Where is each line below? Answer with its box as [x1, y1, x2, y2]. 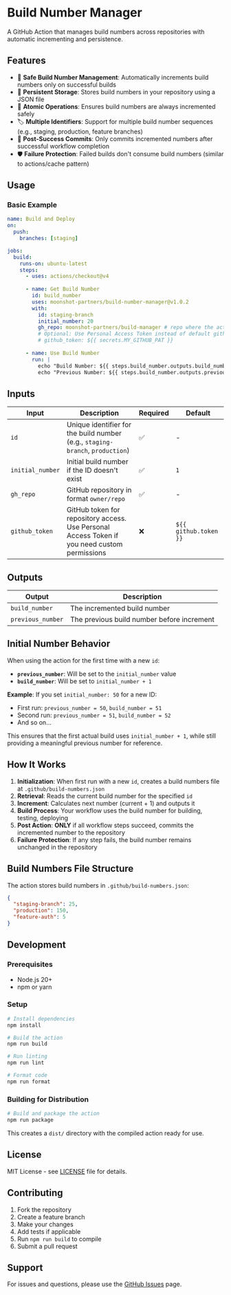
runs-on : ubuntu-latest [19, 260, 88, 267]
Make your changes [16, 1220, 74, 1228]
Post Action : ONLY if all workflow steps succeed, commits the [16, 821, 195, 829]
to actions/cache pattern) [16, 160, 89, 168]
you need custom [66, 539, 123, 549]
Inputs [7, 387, 36, 400]
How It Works [7, 759, 67, 771]
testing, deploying [16, 813, 69, 822]
